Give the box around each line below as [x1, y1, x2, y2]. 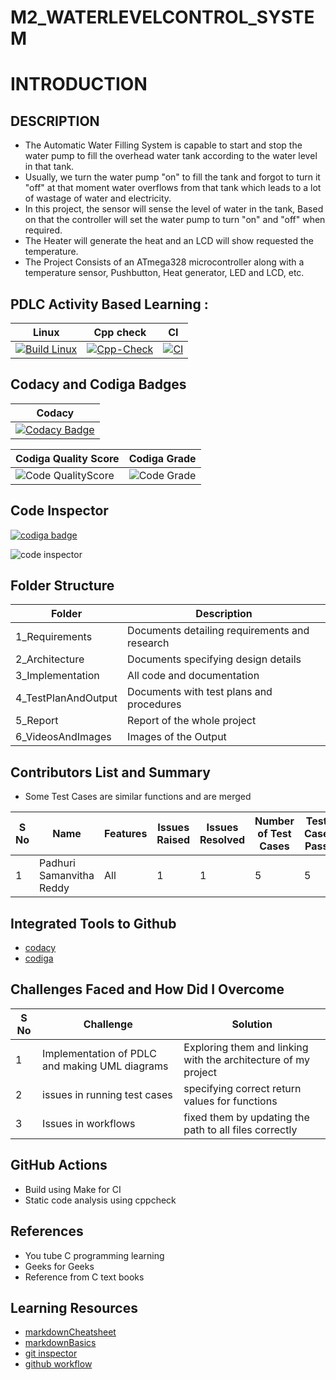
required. [24, 224, 63, 236]
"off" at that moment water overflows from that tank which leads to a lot [24, 182, 322, 194]
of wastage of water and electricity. [24, 192, 172, 205]
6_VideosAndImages [15, 730, 112, 744]
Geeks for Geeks [24, 1260, 95, 1272]
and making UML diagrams [42, 1059, 169, 1073]
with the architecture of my [183, 1052, 311, 1066]
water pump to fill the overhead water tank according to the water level [24, 150, 318, 162]
